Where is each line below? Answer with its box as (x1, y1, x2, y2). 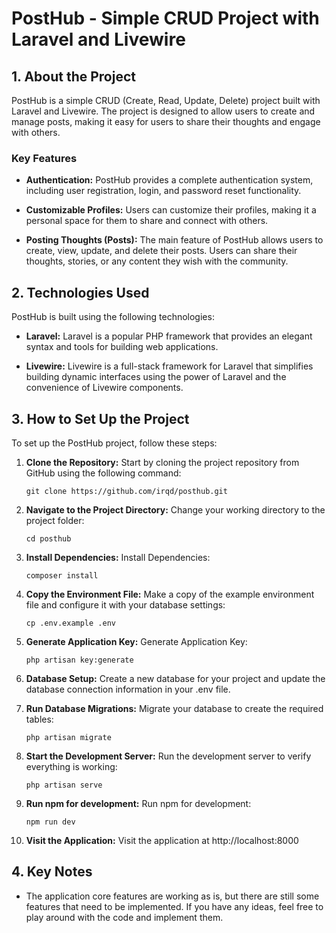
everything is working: (25, 760, 118, 772)
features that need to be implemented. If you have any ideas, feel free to (25, 900, 324, 912)
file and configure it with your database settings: (25, 598, 226, 611)
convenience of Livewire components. (25, 382, 184, 394)
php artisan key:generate (25, 655, 134, 665)
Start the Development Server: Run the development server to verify (25, 750, 312, 762)
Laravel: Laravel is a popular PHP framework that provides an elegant (25, 330, 313, 342)
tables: (25, 713, 54, 725)
